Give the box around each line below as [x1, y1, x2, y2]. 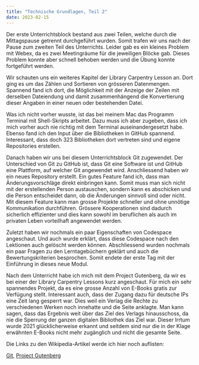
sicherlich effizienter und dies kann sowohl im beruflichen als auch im [6, 211, 177, 218]
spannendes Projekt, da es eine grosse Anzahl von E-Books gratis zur [6, 284, 177, 292]
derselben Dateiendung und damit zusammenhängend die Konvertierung [6, 93, 184, 100]
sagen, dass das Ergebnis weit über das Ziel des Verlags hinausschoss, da [6, 310, 189, 317]
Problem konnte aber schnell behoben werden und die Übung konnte [6, 56, 175, 63]
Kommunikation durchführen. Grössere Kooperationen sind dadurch [6, 204, 172, 211]
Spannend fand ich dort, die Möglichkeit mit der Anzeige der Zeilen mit [6, 86, 179, 93]
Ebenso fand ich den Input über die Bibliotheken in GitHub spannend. [6, 129, 175, 137]
